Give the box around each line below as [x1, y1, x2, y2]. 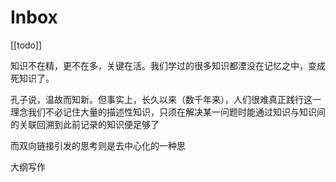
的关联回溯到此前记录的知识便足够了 [10, 118, 160, 130]
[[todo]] [10, 39, 43, 51]
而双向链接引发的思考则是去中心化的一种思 [10, 139, 186, 151]
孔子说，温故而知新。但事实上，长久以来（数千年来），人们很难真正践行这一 [10, 93, 322, 105]
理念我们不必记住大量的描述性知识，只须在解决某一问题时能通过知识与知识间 [10, 106, 326, 118]
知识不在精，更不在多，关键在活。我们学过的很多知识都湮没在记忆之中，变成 [10, 59, 326, 71]
